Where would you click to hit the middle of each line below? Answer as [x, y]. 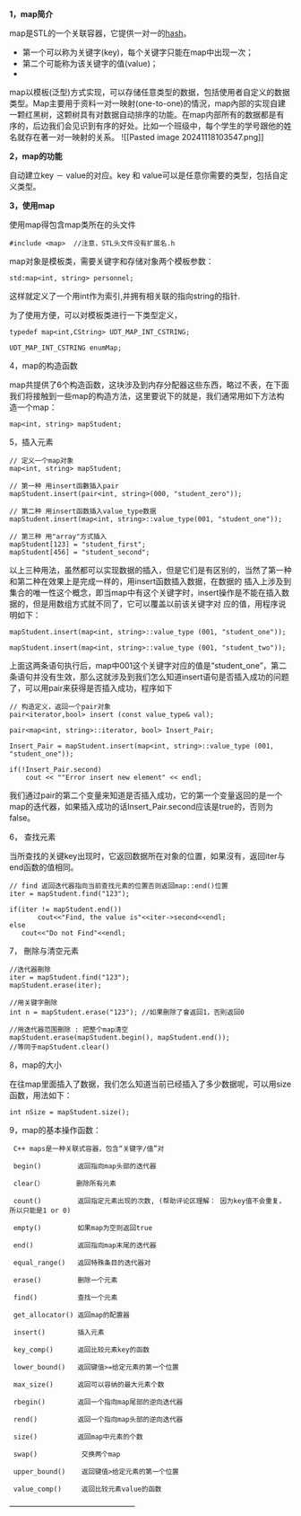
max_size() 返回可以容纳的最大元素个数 [89, 1385]
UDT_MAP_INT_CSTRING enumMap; [66, 348]
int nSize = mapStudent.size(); [69, 1113]
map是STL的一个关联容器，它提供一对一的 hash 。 [100, 33]
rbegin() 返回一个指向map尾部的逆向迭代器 [98, 1402]
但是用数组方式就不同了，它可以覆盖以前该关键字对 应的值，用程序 [155, 604]
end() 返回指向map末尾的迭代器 [85, 1246]
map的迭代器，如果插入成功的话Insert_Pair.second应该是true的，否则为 [141, 807]
